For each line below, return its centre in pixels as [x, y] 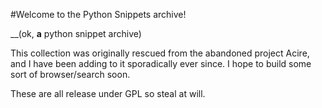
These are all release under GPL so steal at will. [108, 93]
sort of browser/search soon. [70, 74]
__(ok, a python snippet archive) [76, 33]
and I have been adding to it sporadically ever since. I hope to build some [161, 63]
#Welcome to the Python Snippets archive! [98, 14]
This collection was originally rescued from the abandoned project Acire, [160, 53]
